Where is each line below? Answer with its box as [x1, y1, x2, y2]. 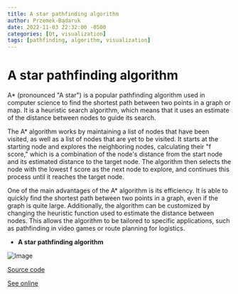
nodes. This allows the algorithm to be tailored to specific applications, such [7, 217, 230, 225]
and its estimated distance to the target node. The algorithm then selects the [7, 158, 232, 166]
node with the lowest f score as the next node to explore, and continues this [7, 165, 229, 174]
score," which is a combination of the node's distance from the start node [7, 150, 223, 158]
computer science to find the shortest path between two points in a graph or [7, 99, 231, 107]
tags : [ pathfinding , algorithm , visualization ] [7, 37, 151, 44]
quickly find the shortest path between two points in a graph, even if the [7, 194, 219, 202]
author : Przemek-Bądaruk [7, 17, 81, 24]
